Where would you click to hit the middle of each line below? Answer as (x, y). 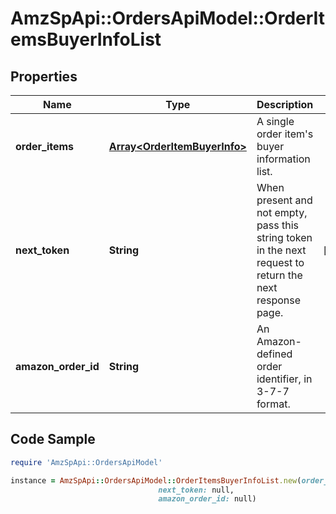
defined (274, 354)
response (279, 300)
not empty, (282, 212)
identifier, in (284, 379)
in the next (281, 250)
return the (279, 275)
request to (280, 262)
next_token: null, (196, 490)
